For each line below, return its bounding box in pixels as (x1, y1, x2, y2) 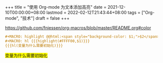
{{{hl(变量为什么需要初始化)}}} (5, 43, 63, 48)
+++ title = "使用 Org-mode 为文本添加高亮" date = (5, 4, 107, 10)
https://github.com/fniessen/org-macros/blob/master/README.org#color (5, 25, 151, 30)
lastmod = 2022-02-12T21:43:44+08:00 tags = (46, 10, 141, 15)
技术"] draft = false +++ (22, 15, 70, 21)
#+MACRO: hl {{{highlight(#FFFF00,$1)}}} (5, 38, 90, 43)
